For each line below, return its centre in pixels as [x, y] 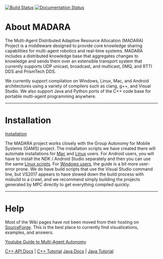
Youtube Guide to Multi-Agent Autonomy [46, 242]
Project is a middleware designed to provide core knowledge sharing [74, 46]
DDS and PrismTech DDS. [31, 71]
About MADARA [38, 27]
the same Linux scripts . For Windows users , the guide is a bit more [72, 164]
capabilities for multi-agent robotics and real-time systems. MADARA [74, 50]
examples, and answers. [29, 232]
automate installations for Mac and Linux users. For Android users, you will [80, 153]
